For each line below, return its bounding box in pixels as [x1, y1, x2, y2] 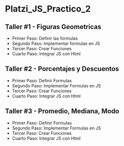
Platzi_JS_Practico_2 [5, 3, 91, 15]
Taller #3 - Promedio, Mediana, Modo [5, 107, 120, 116]
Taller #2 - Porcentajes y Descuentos [5, 65, 120, 73]
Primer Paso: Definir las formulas [12, 35, 78, 41]
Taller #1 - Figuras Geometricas [5, 23, 102, 31]
